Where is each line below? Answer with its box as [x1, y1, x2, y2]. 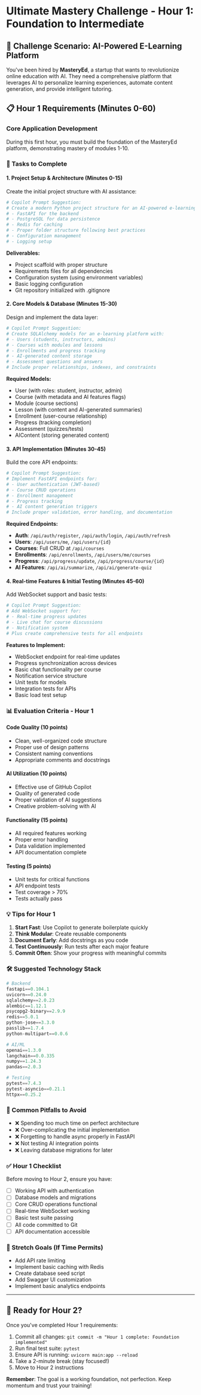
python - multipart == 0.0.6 [6, 1030, 68, 1037]
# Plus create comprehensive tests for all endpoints [6, 630, 144, 636]
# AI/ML [6, 1041, 26, 1048]
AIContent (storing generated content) [14, 431, 109, 439]
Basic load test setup [14, 691, 67, 698]
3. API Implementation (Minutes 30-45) [6, 445, 106, 452]
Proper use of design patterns [14, 743, 89, 750]
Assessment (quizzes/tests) [14, 425, 84, 433]
